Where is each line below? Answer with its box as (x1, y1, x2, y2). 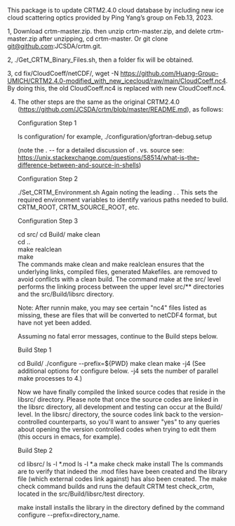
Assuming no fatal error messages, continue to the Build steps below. (17, 332, 219, 340)
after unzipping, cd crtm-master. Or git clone (39, 34, 168, 43)
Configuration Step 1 (17, 119, 77, 127)
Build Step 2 (17, 446, 53, 454)
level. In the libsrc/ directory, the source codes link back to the (17, 410, 198, 419)
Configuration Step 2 (17, 175, 79, 183)
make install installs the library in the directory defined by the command (17, 504, 224, 511)
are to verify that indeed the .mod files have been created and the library (17, 467, 228, 475)
